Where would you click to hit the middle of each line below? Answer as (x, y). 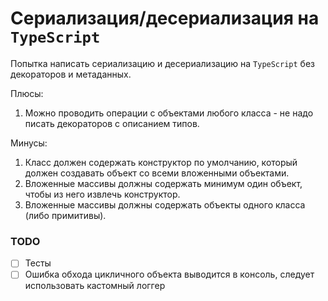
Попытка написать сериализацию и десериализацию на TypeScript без (163, 63)
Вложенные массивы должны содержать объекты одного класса (165, 204)
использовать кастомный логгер (95, 286)
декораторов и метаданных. (71, 74)
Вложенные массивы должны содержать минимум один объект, (163, 183)
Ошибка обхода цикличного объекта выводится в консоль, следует (169, 274)
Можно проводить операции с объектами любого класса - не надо (169, 113)
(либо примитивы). (65, 215)
